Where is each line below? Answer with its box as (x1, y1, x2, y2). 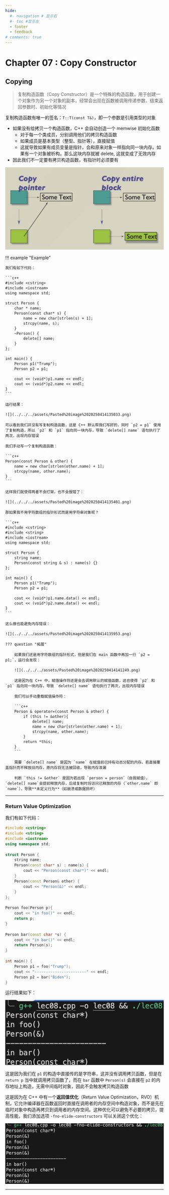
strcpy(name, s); (23, 321, 59, 326)
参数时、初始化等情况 (22, 104, 66, 110)
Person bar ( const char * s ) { (5, 932, 66, 937)
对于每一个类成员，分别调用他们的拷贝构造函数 (20, 132, 117, 137)
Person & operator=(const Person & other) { (14, 709, 109, 714)
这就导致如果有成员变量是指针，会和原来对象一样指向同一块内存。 (20, 144, 157, 150)
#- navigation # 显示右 (10, 13, 57, 19)
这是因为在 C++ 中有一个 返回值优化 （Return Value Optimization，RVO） (5, 1094, 155, 1100)
